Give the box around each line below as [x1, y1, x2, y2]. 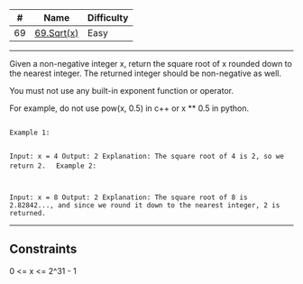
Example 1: [9, 128, 50, 137]
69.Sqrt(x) [34, 27, 79, 39]
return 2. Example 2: [9, 161, 97, 170]
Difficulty [87, 12, 129, 23]
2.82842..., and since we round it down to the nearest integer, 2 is [9, 201, 280, 210]
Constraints [9, 242, 78, 257]
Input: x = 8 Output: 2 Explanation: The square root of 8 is [9, 193, 248, 202]
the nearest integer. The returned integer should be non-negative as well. [9, 68, 282, 78]
